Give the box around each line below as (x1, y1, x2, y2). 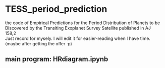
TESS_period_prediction (5, 3, 108, 15)
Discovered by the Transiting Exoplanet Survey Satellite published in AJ (5, 25, 151, 31)
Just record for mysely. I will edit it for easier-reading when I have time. (5, 35, 151, 41)
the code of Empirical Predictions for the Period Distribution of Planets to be (5, 20, 160, 26)
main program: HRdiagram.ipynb (5, 55, 108, 64)
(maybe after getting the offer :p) (5, 40, 72, 46)
